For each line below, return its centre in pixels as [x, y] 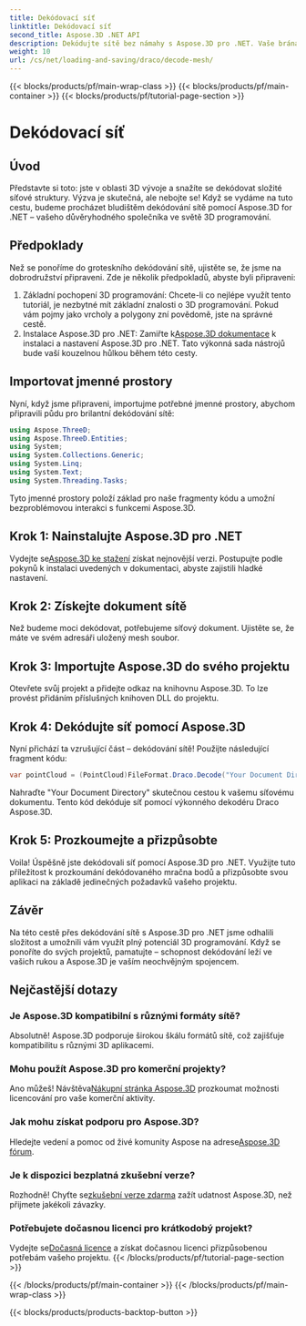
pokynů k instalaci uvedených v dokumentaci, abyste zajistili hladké [136, 568]
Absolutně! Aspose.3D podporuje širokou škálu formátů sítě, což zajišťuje [147, 1035]
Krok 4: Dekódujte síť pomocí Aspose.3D [127, 726]
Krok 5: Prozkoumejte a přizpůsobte [114, 840]
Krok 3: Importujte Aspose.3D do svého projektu [149, 666]
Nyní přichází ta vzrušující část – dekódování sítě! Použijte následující [139, 749]
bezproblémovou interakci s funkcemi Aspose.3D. [102, 507]
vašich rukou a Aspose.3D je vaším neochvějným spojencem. [124, 961]
